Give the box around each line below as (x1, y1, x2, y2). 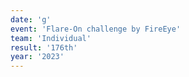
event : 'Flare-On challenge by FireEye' (10, 24, 182, 34)
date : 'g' (10, 14, 52, 25)
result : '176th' (10, 42, 78, 53)
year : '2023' (10, 52, 65, 62)
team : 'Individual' (10, 33, 92, 43)
